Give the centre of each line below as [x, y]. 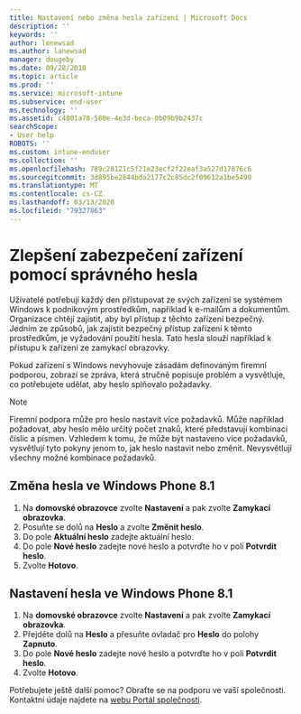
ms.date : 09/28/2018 [48, 69]
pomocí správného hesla [104, 274]
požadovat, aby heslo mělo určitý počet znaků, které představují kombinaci [149, 429]
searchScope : [34, 127]
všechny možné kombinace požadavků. [83, 458]
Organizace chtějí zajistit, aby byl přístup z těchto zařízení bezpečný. [137, 319]
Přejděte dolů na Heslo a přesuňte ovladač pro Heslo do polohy [141, 635]
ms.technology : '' [44, 110]
